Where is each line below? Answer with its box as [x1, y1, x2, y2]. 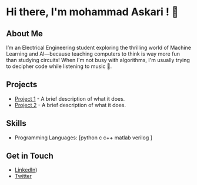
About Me [6, 29, 43, 39]
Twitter [14, 173, 32, 180]
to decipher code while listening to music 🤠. [6, 63, 112, 70]
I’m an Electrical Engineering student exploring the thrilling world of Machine [6, 44, 191, 51]
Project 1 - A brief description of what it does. [14, 95, 125, 102]
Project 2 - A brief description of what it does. [14, 101, 126, 108]
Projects [6, 80, 38, 90]
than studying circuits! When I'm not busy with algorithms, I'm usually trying [6, 57, 190, 63]
